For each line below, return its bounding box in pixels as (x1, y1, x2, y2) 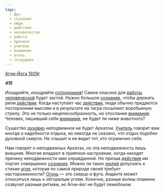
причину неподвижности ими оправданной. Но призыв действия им (5, 155, 148, 162)
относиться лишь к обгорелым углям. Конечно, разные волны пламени (5, 176, 155, 182)
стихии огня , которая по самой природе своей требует (5, 166, 121, 172)
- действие (9, 25, 32, 30)
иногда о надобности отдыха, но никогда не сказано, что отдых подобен (5, 130, 158, 136)
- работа (9, 35, 27, 40)
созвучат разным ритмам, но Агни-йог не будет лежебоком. (5, 182, 132, 188)
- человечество (9, 30, 41, 35)
